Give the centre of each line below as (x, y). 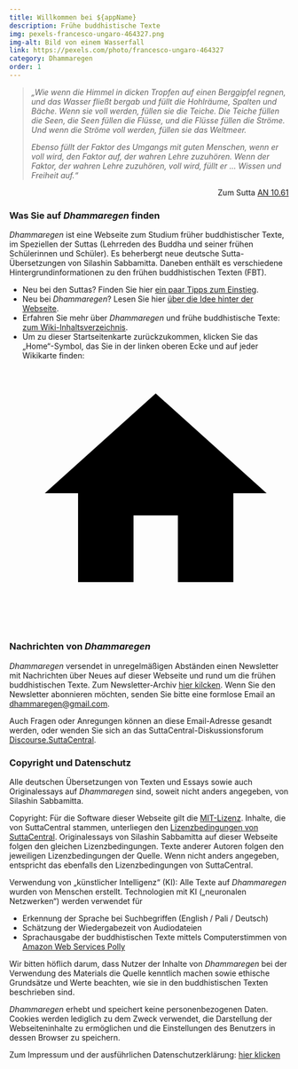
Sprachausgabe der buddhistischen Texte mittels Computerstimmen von (154, 937)
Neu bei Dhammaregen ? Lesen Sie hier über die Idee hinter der (138, 299)
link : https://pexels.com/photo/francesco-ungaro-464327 (117, 51)
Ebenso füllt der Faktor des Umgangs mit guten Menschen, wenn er (155, 146)
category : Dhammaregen (51, 59)
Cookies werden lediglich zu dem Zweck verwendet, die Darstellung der (141, 1018)
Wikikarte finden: (53, 356)
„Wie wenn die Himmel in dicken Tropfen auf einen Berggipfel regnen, (158, 92)
